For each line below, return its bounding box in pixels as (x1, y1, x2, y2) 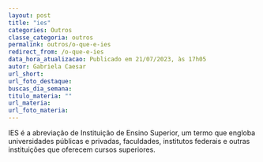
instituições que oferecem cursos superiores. (8, 145, 156, 154)
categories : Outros (8, 26, 73, 34)
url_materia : (8, 99, 51, 107)
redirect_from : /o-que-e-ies (8, 48, 104, 56)
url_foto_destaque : (8, 77, 73, 85)
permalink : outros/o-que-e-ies (8, 41, 111, 49)
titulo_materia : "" (8, 92, 73, 100)
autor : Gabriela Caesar (8, 63, 87, 71)
